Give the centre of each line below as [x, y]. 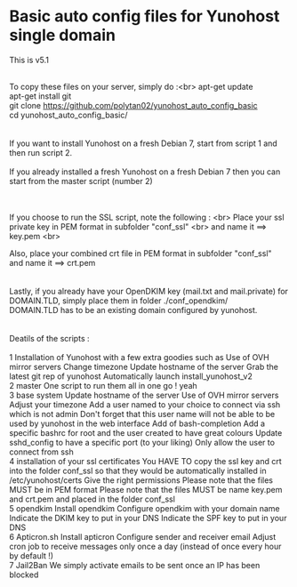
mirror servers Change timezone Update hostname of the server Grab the [144, 366]
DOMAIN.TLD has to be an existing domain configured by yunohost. [133, 310]
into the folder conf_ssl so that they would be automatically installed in [138, 470]
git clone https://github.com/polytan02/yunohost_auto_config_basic [133, 105]
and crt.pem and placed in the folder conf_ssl [92, 499]
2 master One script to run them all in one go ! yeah [103, 385]
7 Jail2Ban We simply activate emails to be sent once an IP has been [135, 565]
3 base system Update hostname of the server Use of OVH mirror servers [144, 395]
